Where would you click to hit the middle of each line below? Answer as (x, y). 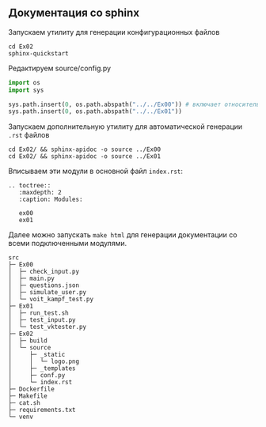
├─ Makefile (28, 396)
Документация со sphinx (74, 13)
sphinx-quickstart (38, 53)
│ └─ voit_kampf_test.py (51, 300)
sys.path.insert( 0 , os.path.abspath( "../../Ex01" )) (95, 111)
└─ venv (21, 417)
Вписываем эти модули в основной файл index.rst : (96, 171)
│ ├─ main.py (32, 279)
